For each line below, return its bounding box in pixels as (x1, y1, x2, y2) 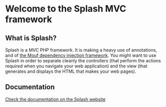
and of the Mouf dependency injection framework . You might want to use (5, 52, 156, 58)
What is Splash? (5, 34, 57, 42)
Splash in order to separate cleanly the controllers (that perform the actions (5, 58, 161, 63)
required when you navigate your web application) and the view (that (5, 63, 148, 69)
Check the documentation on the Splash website (5, 96, 106, 102)
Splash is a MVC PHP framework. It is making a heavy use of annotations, (5, 47, 157, 53)
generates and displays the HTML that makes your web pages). (5, 68, 136, 74)
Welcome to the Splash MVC (5, 3, 126, 15)
